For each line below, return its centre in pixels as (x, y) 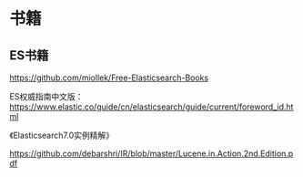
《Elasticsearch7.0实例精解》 (61, 135)
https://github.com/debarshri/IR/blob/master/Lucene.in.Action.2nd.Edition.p (151, 153)
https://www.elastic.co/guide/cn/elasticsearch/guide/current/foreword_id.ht (151, 107)
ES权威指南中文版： (46, 96)
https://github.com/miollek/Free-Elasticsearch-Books (109, 78)
